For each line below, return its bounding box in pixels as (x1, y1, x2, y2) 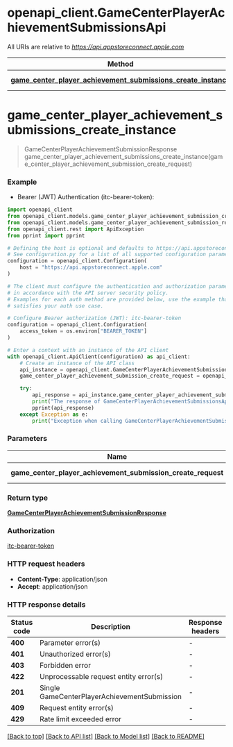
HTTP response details (7, 599, 86, 609)
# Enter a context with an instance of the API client (7, 346, 169, 353)
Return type (7, 493, 49, 503)
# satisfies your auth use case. (7, 302, 104, 310)
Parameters (7, 434, 47, 444)
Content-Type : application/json (17, 575, 107, 583)
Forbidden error (39, 661, 92, 671)
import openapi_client (7, 206, 73, 213)
